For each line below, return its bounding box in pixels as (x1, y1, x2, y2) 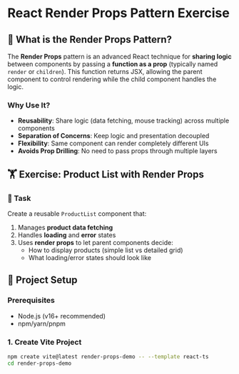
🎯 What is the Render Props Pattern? (7, 33, 173, 46)
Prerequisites (7, 296, 55, 306)
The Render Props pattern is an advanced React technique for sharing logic (7, 52, 232, 61)
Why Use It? (7, 100, 51, 110)
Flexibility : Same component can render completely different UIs (17, 139, 209, 147)
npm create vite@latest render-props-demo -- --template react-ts (7, 353, 209, 360)
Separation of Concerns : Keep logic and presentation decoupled (17, 132, 210, 140)
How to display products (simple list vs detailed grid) (28, 246, 183, 254)
